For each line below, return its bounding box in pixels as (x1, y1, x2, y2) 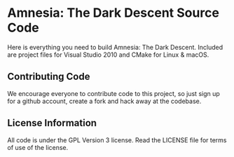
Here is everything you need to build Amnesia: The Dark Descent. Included (7, 43, 223, 51)
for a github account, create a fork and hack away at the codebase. (7, 97, 202, 105)
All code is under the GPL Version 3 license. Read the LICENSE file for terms (7, 135, 227, 144)
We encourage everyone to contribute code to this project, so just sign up (7, 89, 221, 97)
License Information (7, 117, 97, 129)
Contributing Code (7, 71, 90, 83)
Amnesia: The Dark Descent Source (7, 5, 219, 21)
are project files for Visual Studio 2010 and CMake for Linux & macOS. (7, 50, 209, 59)
